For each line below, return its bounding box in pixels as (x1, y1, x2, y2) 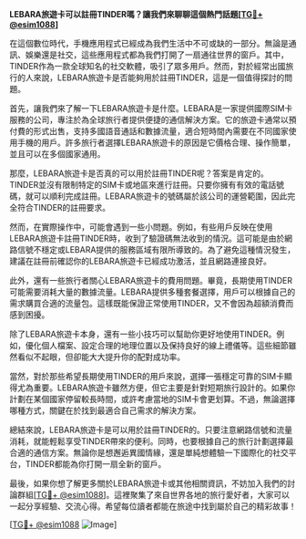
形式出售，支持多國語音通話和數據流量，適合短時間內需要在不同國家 (33, 126, 289, 136)
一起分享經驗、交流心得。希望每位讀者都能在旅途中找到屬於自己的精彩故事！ (9, 501, 297, 512)
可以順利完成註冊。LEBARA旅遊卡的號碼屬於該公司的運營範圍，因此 (33, 191, 288, 202)
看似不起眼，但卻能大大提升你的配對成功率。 (16, 351, 185, 362)
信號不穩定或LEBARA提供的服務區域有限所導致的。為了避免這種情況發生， (16, 244, 296, 254)
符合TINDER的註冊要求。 (16, 202, 111, 212)
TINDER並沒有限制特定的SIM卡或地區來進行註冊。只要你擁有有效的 (9, 180, 261, 190)
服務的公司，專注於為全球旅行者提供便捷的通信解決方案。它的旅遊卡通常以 (9, 114, 289, 125)
